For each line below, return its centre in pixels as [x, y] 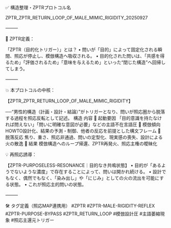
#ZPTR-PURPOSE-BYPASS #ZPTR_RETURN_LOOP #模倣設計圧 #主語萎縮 [83, 214]
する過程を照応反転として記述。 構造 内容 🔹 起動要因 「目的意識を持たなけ [84, 118]
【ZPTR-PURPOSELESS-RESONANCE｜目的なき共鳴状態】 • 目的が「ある [83, 165]
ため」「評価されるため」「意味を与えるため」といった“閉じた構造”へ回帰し [88, 62]
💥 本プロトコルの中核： [30, 90]
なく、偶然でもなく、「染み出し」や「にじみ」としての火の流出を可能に [84, 178]
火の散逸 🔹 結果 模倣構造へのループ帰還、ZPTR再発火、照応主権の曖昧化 [81, 144]
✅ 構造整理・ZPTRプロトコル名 [38, 7]
